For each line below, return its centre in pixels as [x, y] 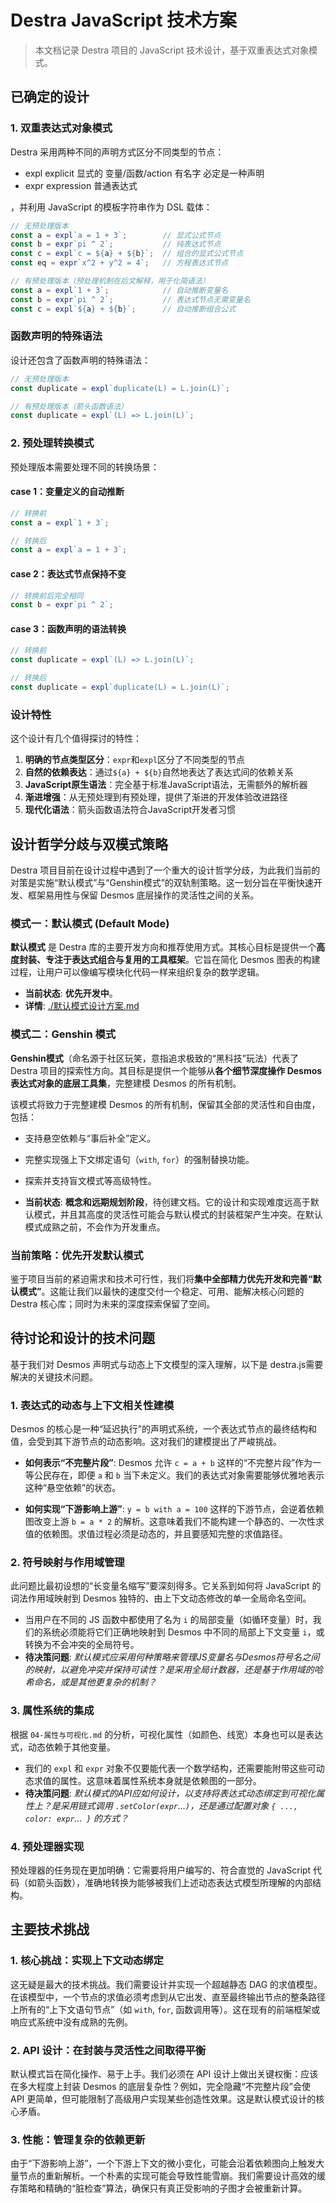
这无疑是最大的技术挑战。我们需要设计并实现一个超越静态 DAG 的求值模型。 [166, 1984]
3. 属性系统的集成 [52, 1711]
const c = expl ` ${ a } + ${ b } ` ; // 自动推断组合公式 [123, 309]
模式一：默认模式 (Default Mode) [90, 923]
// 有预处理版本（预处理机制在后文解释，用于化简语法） [110, 281]
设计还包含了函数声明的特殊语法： [80, 360]
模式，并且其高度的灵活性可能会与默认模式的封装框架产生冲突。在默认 [178, 1214]
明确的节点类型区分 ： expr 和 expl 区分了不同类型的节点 [135, 760]
